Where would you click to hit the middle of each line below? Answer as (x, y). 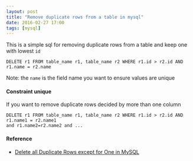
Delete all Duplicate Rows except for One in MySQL (77, 152)
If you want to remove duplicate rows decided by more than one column (94, 104)
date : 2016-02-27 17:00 (35, 22)
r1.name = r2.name (29, 67)
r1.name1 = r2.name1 (32, 121)
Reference (19, 139)
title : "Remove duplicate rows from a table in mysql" (75, 17)
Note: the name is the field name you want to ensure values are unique (91, 78)
